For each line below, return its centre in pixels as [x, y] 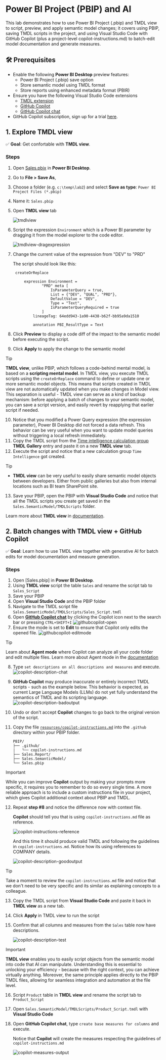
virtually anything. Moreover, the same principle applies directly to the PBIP [82, 975]
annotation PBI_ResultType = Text [68, 325]
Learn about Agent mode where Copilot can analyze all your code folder [80, 652]
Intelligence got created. [39, 456]
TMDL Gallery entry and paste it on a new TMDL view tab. [72, 446]
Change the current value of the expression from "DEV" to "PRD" [79, 254]
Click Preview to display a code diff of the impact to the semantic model [86, 334]
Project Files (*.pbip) [37, 192]
